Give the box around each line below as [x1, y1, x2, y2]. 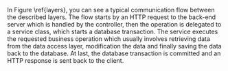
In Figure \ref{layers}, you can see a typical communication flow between [7, 6, 215, 14]
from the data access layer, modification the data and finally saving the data [7, 42, 222, 50]
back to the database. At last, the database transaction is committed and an [7, 49, 221, 57]
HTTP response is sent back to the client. [7, 57, 124, 64]
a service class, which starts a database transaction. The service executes [7, 27, 218, 35]
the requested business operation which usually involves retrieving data [7, 35, 211, 43]
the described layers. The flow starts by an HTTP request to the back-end [7, 13, 216, 21]
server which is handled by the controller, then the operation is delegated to [7, 20, 222, 28]
